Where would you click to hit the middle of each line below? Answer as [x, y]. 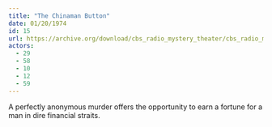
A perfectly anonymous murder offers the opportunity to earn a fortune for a [136, 107]
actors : [21, 46]
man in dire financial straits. [54, 115]
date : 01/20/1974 [38, 23]
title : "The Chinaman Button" [59, 16]
